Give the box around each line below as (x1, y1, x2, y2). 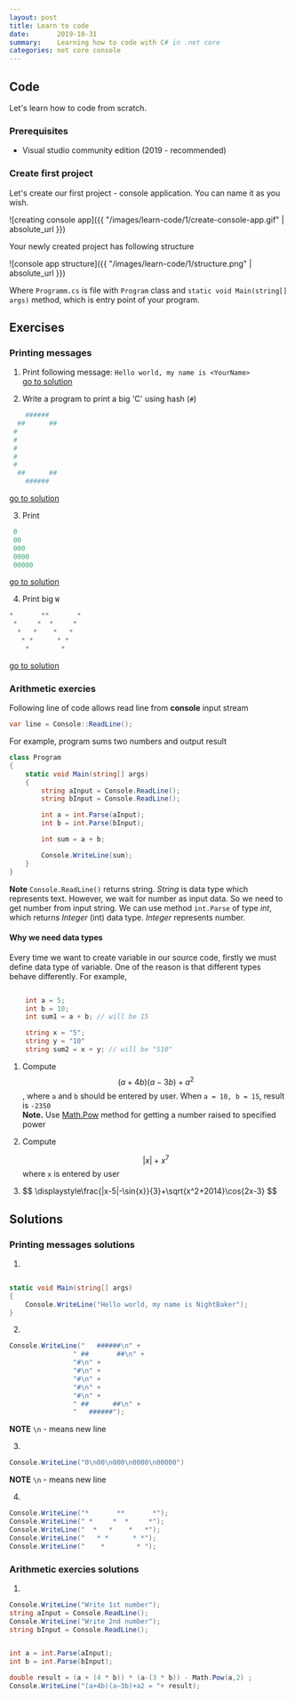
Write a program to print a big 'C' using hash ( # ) (21, 393, 197, 405)
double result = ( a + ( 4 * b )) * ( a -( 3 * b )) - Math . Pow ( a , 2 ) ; (9, 1673, 253, 1682)
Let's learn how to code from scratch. (9, 102, 147, 113)
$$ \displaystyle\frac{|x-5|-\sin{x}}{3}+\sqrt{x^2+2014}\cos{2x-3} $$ (21, 1186, 277, 1196)
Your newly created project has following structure (9, 241, 195, 252)
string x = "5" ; (25, 1028, 86, 1037)
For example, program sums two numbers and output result (9, 736, 227, 747)
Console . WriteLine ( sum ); (41, 850, 133, 859)
